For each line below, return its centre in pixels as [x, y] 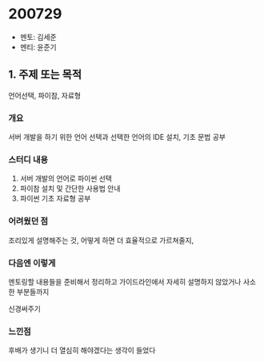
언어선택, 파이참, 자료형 [45, 95]
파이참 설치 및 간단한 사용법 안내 [70, 189]
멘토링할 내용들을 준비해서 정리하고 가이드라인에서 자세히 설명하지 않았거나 [125, 281]
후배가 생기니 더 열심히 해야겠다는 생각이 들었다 [82, 350]
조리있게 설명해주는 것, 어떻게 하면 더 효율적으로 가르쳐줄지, [101, 240]
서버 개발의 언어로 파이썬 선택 [66, 179]
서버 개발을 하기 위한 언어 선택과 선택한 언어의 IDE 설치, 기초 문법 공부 [117, 137]
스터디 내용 [28, 159]
